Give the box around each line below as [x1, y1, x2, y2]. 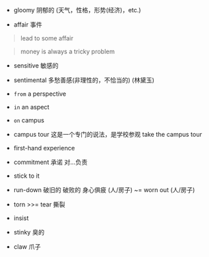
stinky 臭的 [13, 228, 44, 236]
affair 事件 [13, 21, 42, 29]
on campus [13, 116, 44, 124]
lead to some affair [20, 34, 74, 42]
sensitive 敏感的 [13, 62, 59, 70]
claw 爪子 [13, 243, 41, 251]
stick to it [13, 172, 40, 180]
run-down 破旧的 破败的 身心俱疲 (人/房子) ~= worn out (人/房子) [13, 186, 195, 193]
